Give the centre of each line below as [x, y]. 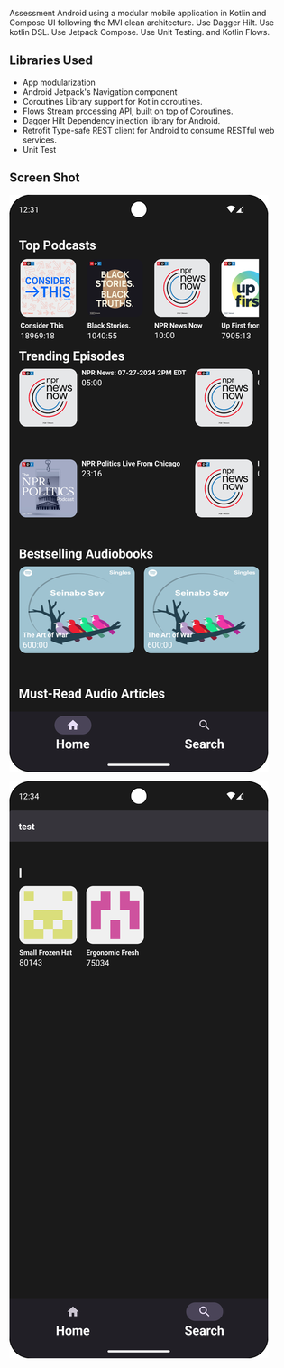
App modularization [59, 82]
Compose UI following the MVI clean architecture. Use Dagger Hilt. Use [142, 23]
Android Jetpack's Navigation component [100, 92]
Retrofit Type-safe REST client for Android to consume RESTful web [148, 130]
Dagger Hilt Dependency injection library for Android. [121, 120]
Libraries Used [51, 61]
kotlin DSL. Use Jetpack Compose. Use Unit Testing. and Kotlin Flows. [140, 32]
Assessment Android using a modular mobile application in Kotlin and [138, 13]
